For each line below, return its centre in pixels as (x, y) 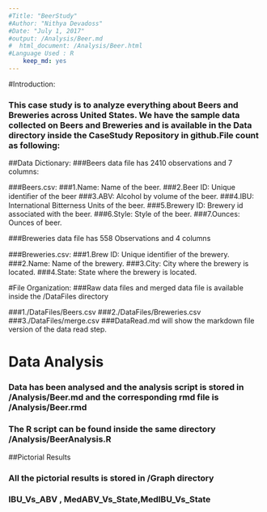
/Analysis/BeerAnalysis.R (60, 439)
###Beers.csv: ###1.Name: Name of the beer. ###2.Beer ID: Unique (122, 188)
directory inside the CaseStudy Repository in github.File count (133, 135)
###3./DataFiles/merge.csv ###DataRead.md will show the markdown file (131, 321)
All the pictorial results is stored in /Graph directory (111, 478)
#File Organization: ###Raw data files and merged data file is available (126, 288)
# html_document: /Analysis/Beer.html (76, 46)
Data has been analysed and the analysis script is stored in (126, 387)
